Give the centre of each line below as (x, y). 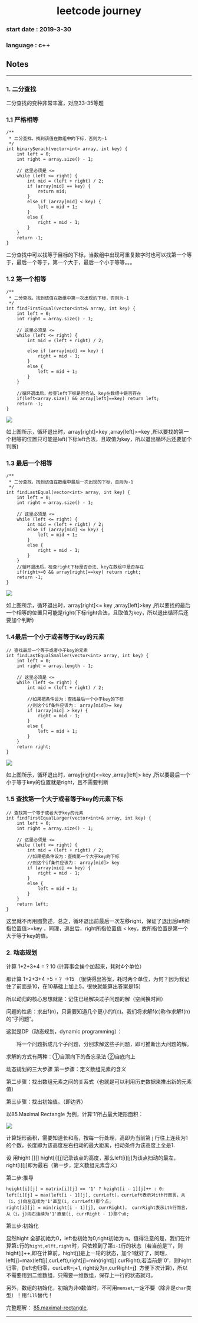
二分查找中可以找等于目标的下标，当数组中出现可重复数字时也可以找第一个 (96, 255)
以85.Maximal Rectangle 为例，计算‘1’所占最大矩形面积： (75, 1114)
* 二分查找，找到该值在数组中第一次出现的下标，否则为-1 (69, 298)
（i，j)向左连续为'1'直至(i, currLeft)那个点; (59, 1201)
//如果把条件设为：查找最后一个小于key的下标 (75, 699)
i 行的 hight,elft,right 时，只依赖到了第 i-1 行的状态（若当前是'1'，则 (100, 1246)
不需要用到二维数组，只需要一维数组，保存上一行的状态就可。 (81, 1275)
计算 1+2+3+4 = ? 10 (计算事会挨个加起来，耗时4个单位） (75, 966)
